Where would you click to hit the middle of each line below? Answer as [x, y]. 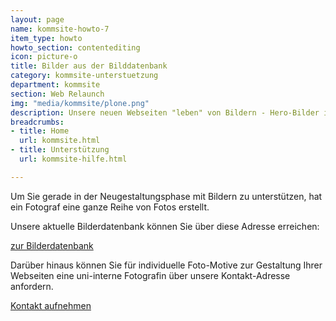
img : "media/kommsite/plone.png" [80, 103]
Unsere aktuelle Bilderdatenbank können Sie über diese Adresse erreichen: [165, 226]
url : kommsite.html [60, 141]
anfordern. [32, 286]
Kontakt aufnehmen [51, 305]
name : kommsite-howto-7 [60, 29]
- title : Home [40, 131]
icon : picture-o [44, 57]
